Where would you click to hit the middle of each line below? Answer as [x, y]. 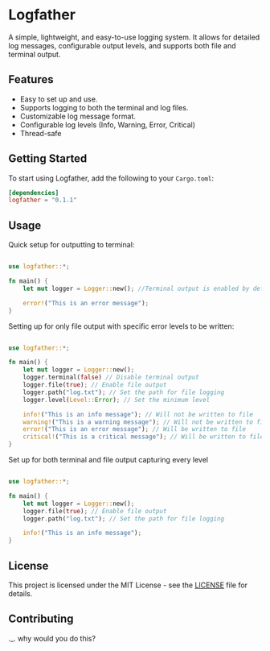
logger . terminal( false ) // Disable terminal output [111, 377]
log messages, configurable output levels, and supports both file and [122, 45]
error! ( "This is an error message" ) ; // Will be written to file [135, 429]
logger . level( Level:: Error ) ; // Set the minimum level [117, 400]
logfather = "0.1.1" [43, 200]
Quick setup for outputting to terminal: [72, 245]
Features [31, 79]
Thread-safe [41, 133]
